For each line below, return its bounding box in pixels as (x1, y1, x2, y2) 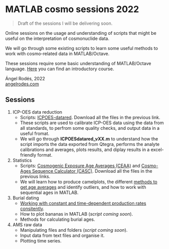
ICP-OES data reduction (12, 109, 63, 115)
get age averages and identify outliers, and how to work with (20, 184, 146, 190)
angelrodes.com (5, 81, 39, 87)
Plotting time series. (20, 237, 62, 243)
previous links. (20, 173, 50, 179)
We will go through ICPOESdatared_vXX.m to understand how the (20, 135, 158, 142)
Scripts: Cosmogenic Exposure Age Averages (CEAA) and (20, 163, 140, 169)
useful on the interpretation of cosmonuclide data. (5, 35, 109, 41)
